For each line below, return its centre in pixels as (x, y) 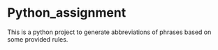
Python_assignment (67, 13)
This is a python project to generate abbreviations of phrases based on (109, 32)
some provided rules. (38, 39)
